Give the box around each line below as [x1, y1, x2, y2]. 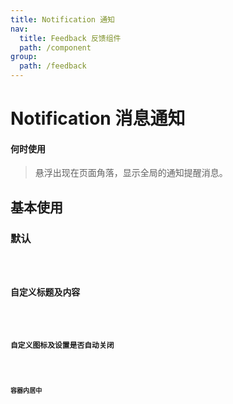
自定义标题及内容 [10, 286, 81, 298]
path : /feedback [19, 61, 87, 71]
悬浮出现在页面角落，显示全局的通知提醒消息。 [34, 167, 228, 179]
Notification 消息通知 [10, 107, 186, 130]
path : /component [19, 42, 92, 53]
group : [10, 52, 38, 62]
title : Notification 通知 [10, 14, 115, 25]
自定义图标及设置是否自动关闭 [10, 341, 115, 351]
